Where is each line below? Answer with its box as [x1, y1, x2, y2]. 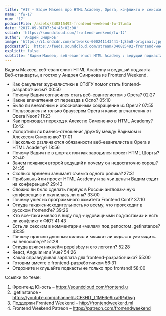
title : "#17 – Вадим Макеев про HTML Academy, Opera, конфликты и [5, 7, 145, 12]
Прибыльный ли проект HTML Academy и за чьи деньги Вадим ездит [12, 176, 159, 182]
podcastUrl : [5, 44, 30, 49]
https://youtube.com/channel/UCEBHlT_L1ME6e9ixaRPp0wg [12, 295, 135, 301]
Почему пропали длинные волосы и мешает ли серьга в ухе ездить [12, 234, 156, 239]
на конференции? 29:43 [12, 181, 63, 187]
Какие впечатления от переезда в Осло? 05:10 [12, 97, 111, 103]
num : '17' [5, 16, 26, 21]
